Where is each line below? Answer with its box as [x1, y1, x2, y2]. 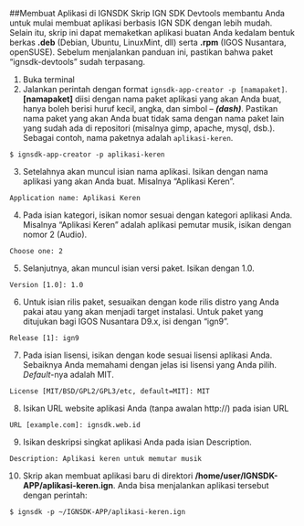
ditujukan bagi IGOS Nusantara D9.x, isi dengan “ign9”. [22, 316, 230, 327]
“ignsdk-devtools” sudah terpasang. [9, 57, 146, 67]
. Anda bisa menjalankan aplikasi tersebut [112, 480, 269, 490]
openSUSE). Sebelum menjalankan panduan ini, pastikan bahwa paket [9, 47, 274, 58]
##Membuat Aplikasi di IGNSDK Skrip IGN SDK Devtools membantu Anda [9, 8, 286, 18]
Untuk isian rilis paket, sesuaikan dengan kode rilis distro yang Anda [22, 296, 280, 307]
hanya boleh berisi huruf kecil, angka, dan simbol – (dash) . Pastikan [22, 103, 278, 113]
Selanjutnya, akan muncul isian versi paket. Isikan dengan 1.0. [22, 263, 255, 274]
